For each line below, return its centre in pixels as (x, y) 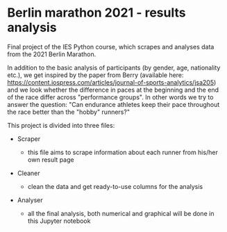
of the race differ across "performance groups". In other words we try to (110, 97)
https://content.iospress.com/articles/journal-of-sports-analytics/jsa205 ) (112, 82)
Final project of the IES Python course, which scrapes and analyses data (111, 47)
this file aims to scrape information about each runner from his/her (123, 152)
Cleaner (28, 173)
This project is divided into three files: (61, 125)
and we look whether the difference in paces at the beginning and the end (113, 90)
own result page (51, 159)
